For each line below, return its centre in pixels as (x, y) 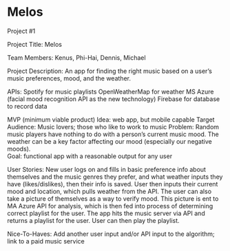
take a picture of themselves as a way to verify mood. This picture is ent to (113, 198)
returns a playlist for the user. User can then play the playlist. (94, 220)
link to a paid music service (46, 241)
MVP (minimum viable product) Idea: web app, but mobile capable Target (111, 119)
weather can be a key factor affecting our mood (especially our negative (109, 141)
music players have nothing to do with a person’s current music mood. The (113, 134)
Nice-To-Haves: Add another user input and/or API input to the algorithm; (111, 234)
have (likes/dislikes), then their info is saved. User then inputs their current (113, 184)
